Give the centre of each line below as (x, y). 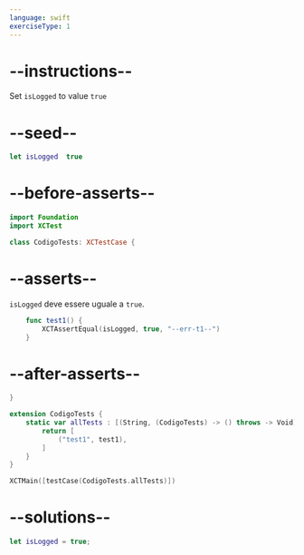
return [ (58, 431)
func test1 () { (54, 320)
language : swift (40, 18)
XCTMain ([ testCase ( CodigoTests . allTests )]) (93, 482)
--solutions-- (60, 517)
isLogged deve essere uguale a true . (77, 304)
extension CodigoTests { (56, 414)
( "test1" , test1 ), (92, 439)
